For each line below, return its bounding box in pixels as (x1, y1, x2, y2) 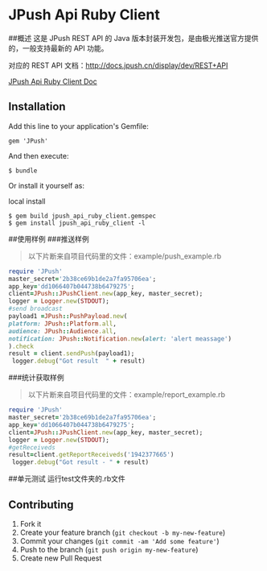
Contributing (8, 498, 74, 511)
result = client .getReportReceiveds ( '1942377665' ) (8, 451, 175, 459)
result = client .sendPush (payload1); (8, 350, 135, 358)
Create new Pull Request (19, 553, 102, 563)
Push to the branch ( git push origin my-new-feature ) (19, 544, 199, 554)
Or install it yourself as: (8, 180, 84, 190)
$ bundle (8, 167, 38, 175)
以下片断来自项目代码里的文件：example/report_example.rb (27, 390, 226, 399)
